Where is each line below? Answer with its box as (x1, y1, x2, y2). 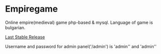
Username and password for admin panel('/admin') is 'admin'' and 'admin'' (5, 43, 157, 49)
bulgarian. (5, 24, 26, 30)
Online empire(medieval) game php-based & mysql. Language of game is (5, 19, 153, 25)
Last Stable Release (5, 34, 45, 40)
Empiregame (5, 3, 58, 15)
